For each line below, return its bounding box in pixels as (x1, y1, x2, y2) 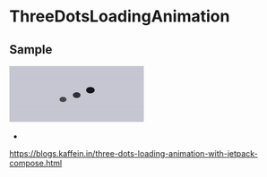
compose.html (9, 158, 63, 168)
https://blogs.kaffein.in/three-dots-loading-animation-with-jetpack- (9, 148, 258, 158)
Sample (9, 42, 53, 57)
